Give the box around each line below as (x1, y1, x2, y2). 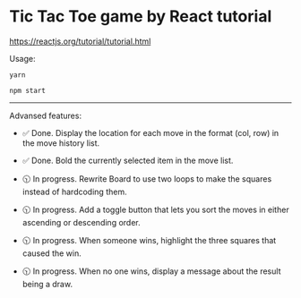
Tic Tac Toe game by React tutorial (9, 6, 272, 27)
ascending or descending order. (21, 217, 141, 227)
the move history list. (21, 137, 100, 149)
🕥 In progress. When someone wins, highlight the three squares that (21, 234, 277, 245)
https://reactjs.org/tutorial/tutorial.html (9, 36, 151, 47)
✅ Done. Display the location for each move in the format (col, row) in (21, 127, 279, 138)
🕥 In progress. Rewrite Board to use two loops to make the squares (21, 173, 272, 184)
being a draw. (21, 278, 73, 289)
